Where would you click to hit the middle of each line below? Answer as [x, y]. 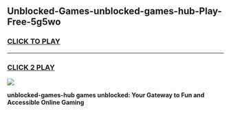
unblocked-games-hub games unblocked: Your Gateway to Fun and [106, 95]
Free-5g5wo [34, 22]
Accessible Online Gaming [46, 102]
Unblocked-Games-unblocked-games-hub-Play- [114, 11]
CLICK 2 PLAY [31, 67]
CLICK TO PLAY [34, 42]
